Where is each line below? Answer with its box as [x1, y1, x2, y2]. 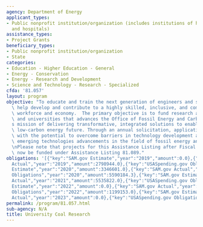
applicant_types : [6, 15, 50, 21]
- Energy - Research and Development [6, 76, 101, 82]
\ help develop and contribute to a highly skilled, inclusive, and [11, 104, 188, 111]
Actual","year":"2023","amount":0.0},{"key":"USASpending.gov [11, 194, 172, 200]
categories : [6, 59, 36, 65]
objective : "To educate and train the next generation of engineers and [6, 99, 193, 105]
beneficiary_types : [6, 43, 56, 49]
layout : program [6, 93, 47, 99]
